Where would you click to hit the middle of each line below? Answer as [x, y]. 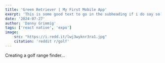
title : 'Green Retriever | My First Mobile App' [56, 10]
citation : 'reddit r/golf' [42, 42]
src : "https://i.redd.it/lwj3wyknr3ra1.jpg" [61, 37]
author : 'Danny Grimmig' [31, 23]
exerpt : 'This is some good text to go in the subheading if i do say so [83, 14]
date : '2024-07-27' [25, 19]
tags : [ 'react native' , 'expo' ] [38, 28]
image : [12, 32]
